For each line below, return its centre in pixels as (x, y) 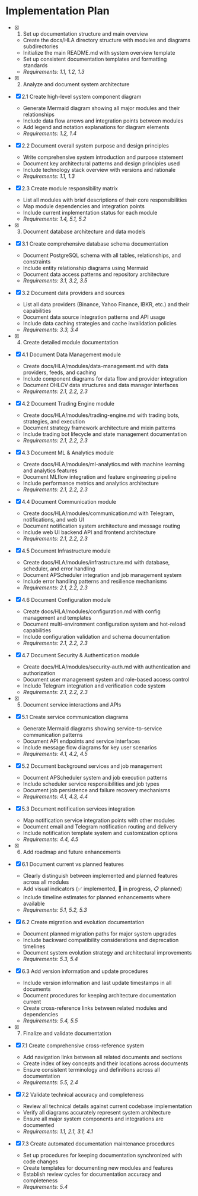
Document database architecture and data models (84, 231)
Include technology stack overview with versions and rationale (99, 169)
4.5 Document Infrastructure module (66, 551)
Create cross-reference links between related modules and (95, 1008)
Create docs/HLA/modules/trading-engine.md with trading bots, (101, 415)
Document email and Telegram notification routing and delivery (100, 826)
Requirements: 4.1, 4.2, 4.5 (55, 754)
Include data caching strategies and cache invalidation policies (100, 323)
